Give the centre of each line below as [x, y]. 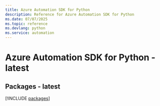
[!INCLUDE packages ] [28, 98]
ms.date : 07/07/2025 [27, 19]
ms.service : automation [30, 33]
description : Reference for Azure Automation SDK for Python [70, 14]
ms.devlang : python [25, 28]
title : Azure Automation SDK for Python [48, 10]
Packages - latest [33, 86]
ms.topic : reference [27, 24]
